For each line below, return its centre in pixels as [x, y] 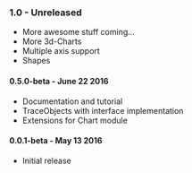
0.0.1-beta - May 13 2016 [56, 141]
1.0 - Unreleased [46, 13]
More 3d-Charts [52, 41]
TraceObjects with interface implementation [103, 110]
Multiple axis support [61, 51]
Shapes [36, 61]
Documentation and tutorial [72, 101]
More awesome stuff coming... [79, 32]
